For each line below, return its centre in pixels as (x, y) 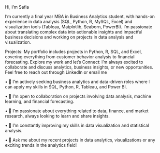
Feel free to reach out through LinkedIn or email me (56, 72)
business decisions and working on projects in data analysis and (69, 37)
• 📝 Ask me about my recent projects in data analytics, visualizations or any (80, 140)
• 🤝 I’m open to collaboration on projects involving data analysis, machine (78, 96)
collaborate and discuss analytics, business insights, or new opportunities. (79, 67)
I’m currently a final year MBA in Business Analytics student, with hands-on (80, 16)
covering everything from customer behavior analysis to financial (70, 57)
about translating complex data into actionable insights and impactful (74, 32)
